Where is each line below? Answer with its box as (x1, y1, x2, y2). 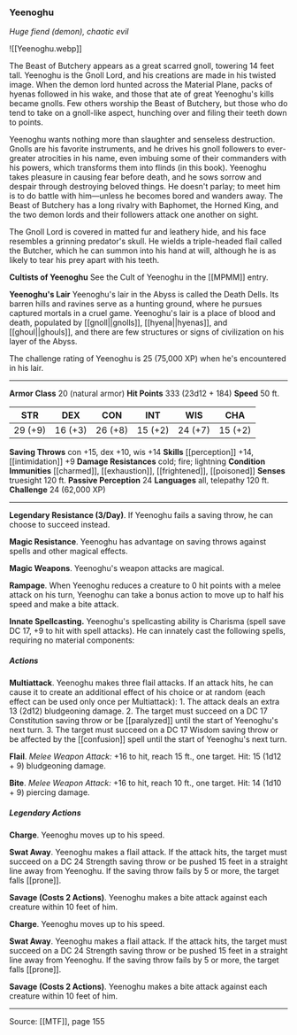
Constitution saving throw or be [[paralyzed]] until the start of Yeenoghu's (9, 715, 278, 726)
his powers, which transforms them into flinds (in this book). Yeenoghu (9, 162, 267, 174)
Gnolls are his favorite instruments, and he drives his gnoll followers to (9, 143, 265, 154)
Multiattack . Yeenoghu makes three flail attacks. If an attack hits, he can (9, 677, 274, 688)
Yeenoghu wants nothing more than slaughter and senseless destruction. (9, 135, 276, 145)
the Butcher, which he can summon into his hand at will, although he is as (9, 245, 277, 256)
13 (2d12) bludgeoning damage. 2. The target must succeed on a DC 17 (9, 706, 268, 716)
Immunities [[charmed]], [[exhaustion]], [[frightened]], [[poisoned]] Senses (9, 466, 286, 476)
